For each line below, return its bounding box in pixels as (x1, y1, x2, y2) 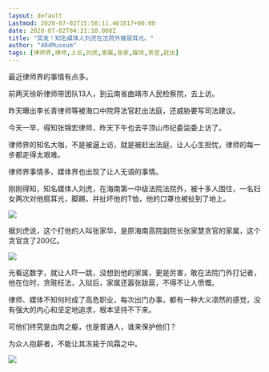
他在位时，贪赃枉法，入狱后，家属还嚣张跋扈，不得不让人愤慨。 (8, 278, 219, 287)
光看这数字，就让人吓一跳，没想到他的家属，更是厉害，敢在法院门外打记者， (8, 268, 261, 277)
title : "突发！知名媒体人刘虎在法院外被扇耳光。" (8, 34, 155, 42)
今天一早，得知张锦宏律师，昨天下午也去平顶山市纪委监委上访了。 (8, 123, 226, 132)
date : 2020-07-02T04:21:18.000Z (8, 26, 116, 34)
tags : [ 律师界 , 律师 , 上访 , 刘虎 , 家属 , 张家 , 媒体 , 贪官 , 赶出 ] (8, 49, 179, 57)
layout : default (8, 11, 62, 20)
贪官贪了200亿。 (8, 236, 64, 245)
